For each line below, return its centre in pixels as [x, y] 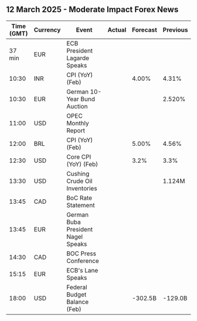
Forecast [144, 30]
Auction [77, 106]
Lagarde [78, 58]
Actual [117, 30]
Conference [83, 261]
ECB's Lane [82, 270]
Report [76, 130]
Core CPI [79, 156]
